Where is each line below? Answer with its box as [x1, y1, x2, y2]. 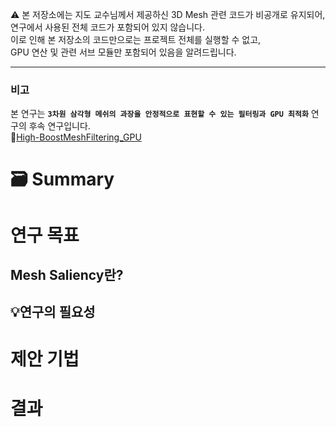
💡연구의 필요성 [10, 304, 96, 321]
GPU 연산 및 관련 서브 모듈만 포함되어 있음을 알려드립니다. [10, 46, 237, 58]
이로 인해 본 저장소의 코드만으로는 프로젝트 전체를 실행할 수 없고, [10, 34, 262, 45]
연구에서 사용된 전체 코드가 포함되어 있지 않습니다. [10, 21, 206, 33]
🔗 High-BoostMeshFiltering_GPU [10, 131, 142, 143]
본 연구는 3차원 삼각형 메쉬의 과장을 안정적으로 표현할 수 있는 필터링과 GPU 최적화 [10, 108, 309, 120]
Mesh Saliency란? [10, 267, 124, 284]
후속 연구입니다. [28, 120, 91, 132]
